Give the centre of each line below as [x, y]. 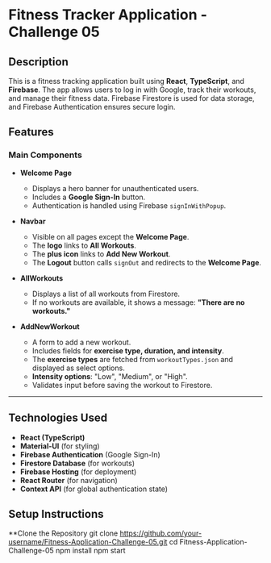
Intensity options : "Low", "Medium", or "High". [110, 376]
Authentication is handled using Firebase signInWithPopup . [129, 205]
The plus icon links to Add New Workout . [101, 254]
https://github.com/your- [161, 533]
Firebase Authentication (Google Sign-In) [90, 454]
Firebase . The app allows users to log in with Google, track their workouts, [132, 90]
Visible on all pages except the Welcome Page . [110, 236]
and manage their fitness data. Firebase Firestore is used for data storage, [132, 98]
